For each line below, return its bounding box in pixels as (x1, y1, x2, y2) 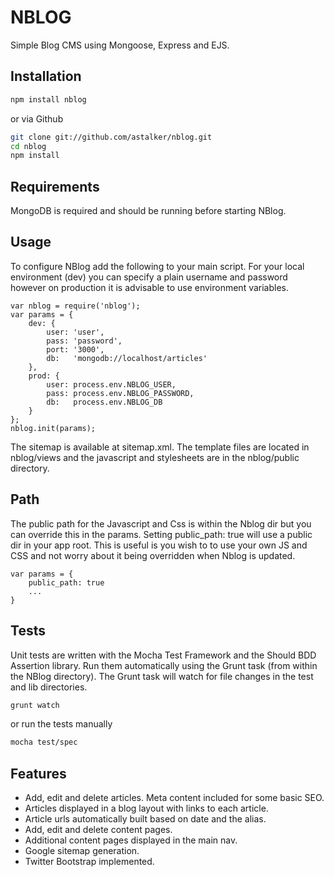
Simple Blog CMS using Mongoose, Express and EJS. (10, 39, 230, 51)
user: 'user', (46, 327, 105, 337)
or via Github (10, 112, 64, 125)
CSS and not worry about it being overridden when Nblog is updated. (10, 549, 296, 561)
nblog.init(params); (10, 423, 97, 433)
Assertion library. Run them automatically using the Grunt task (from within (10, 659, 318, 671)
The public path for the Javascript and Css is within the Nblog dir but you (10, 517, 312, 530)
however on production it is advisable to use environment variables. (10, 281, 290, 293)
